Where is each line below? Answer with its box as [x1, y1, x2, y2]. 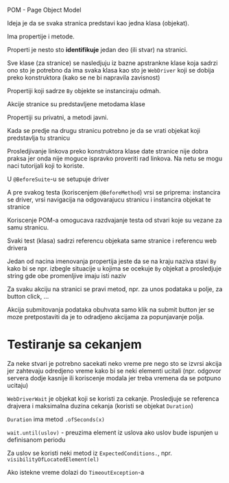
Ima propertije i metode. [7, 32, 75, 40]
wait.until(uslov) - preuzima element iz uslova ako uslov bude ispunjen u [7, 428, 219, 436]
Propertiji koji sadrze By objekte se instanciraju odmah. [7, 87, 161, 95]
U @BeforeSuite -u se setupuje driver [7, 175, 110, 183]
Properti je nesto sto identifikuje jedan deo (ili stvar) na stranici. [7, 46, 188, 53]
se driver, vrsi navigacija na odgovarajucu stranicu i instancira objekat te [7, 195, 211, 203]
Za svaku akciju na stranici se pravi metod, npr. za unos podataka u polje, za [7, 285, 223, 293]
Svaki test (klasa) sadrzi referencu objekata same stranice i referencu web [7, 236, 217, 245]
